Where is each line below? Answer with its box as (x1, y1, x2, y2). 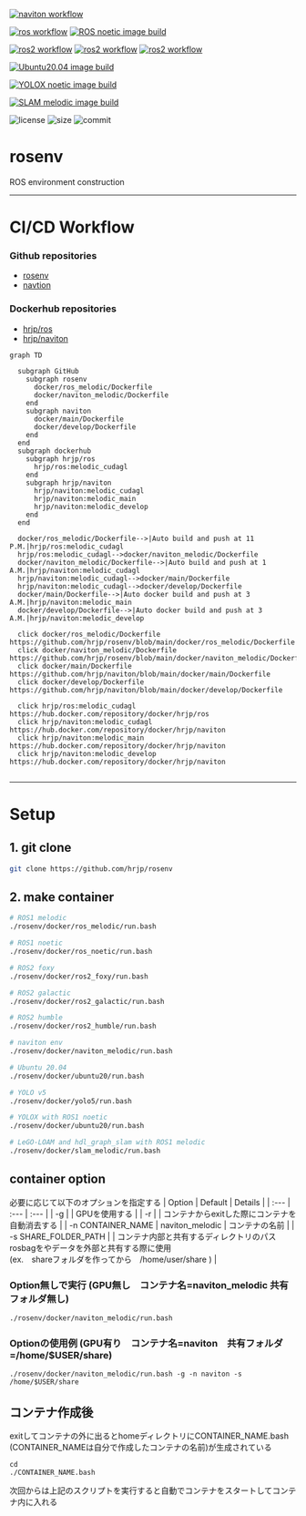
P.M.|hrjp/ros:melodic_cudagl (9, 542, 125, 551)
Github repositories (9, 250, 97, 262)
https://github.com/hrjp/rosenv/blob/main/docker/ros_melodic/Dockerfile (9, 638, 296, 647)
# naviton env (9, 1039, 64, 1048)
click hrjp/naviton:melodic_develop (17, 749, 157, 758)
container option (9, 1172, 107, 1187)
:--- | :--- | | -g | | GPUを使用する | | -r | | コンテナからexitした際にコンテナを (9, 1208, 297, 1219)
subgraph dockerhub (17, 446, 92, 456)
